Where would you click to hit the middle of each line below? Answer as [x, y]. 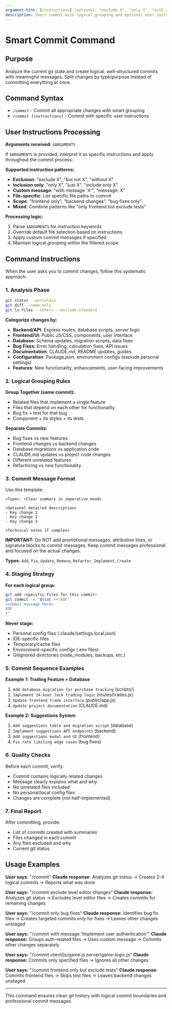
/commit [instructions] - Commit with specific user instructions [81, 116]
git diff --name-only [28, 305]
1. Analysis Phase [28, 290]
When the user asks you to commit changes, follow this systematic [76, 271]
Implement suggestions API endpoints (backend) [64, 731]
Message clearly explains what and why [55, 781]
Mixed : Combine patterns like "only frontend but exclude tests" [79, 207]
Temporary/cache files [36, 644]
